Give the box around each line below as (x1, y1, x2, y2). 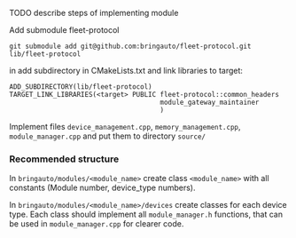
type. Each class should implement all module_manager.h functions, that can (9, 209, 284, 220)
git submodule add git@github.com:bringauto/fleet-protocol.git (9, 42, 252, 51)
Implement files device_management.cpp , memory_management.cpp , (9, 122, 241, 131)
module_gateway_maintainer (160, 98, 260, 107)
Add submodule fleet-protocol (9, 25, 120, 35)
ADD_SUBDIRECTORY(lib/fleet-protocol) (9, 83, 152, 91)
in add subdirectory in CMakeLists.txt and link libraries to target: (9, 66, 244, 75)
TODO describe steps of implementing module (9, 8, 179, 18)
